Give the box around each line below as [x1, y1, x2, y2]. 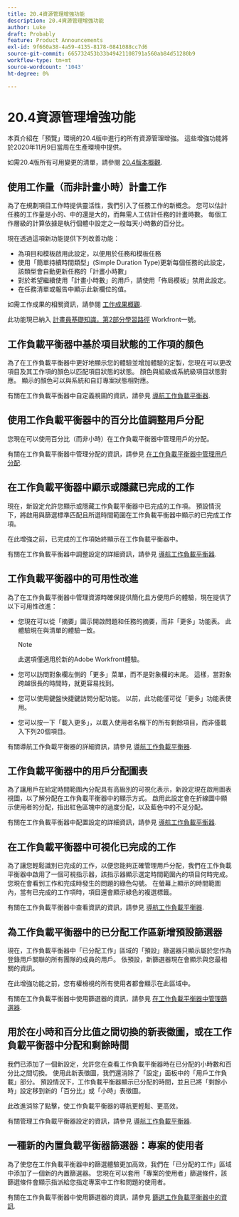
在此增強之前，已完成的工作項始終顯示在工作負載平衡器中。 [7, 534, 182, 543]
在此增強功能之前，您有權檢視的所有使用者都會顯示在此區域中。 [7, 979, 194, 988]
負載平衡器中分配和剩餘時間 [7, 1040, 129, 1052]
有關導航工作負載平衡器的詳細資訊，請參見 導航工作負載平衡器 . [7, 742, 192, 750]
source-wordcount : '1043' [7, 63, 84, 71]
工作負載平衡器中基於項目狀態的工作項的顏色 [7, 338, 204, 350]
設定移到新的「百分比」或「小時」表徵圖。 [19, 1086, 144, 1094]
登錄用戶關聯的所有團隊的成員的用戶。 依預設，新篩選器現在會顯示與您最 [7, 955, 221, 963]
